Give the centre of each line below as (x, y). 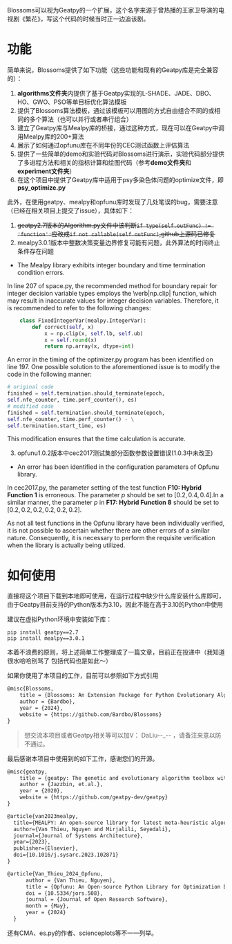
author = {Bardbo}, (48, 702)
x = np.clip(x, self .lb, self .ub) (94, 333)
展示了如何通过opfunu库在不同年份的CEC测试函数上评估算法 (103, 145)
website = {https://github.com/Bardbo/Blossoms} (91, 714)
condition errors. (41, 272)
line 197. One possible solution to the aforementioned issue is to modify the (114, 367)
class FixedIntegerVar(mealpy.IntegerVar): (83, 321)
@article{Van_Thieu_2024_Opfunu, (55, 874)
